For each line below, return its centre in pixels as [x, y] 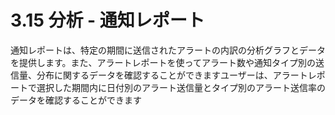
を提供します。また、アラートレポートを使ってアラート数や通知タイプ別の [163, 62]
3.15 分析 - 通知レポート [107, 20]
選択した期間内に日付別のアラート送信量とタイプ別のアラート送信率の [181, 87]
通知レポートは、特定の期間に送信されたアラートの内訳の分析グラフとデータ [168, 50]
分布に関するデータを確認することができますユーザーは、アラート [172, 75]
